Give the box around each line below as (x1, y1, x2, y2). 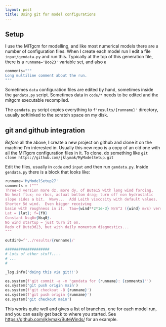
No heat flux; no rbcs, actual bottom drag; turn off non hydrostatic (5, 192, 154, 198)
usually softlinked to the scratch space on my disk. (5, 112, 109, 118)
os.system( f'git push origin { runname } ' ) (5, 292, 92, 297)
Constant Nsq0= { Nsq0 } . (5, 215, 52, 220)
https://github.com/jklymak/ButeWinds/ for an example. (5, 316, 118, 322)
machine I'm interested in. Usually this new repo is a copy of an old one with (5, 144, 161, 151)
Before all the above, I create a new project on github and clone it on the (5, 139, 152, 145)
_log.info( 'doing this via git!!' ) (5, 270, 79, 275)
